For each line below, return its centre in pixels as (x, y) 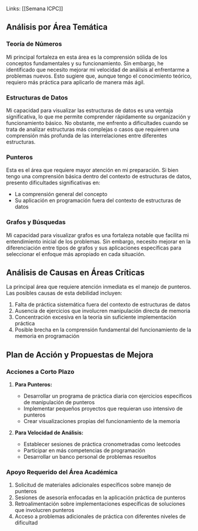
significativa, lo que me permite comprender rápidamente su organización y (98, 116)
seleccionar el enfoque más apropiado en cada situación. (76, 254)
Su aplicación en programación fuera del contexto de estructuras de (98, 200)
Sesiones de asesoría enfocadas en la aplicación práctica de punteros (100, 498)
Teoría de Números (34, 44)
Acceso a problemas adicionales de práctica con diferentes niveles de (100, 516)
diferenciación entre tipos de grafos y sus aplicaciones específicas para (94, 248)
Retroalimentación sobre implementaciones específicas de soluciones (100, 504)
